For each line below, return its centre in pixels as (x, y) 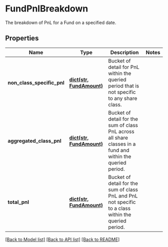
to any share (123, 98)
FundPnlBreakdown (47, 9)
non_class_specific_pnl (36, 82)
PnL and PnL (123, 195)
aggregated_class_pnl (34, 140)
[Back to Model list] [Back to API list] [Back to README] (62, 239)
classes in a (122, 144)
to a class (119, 208)
